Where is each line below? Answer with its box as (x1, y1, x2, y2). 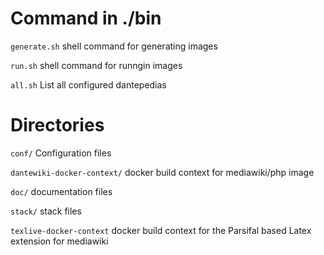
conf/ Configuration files (10, 147, 112, 159)
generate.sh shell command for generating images (10, 40, 218, 52)
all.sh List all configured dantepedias (10, 78, 167, 91)
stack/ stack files (10, 205, 82, 217)
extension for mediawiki (10, 235, 109, 247)
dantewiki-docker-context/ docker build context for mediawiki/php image (10, 166, 315, 178)
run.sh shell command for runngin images (10, 59, 183, 71)
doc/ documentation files (10, 185, 113, 197)
